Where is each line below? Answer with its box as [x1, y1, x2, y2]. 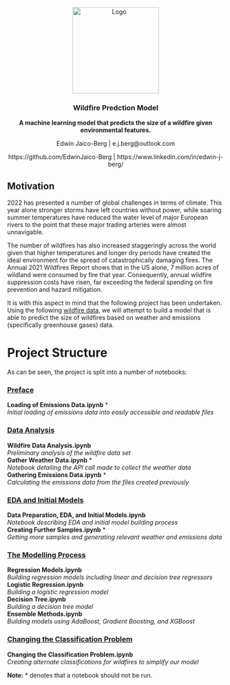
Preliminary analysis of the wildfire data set [7, 449, 131, 457]
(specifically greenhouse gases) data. [7, 321, 114, 329]
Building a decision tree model [7, 603, 94, 611]
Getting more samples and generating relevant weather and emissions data [7, 532, 222, 541]
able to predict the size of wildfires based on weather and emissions [7, 314, 201, 322]
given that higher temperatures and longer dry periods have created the [7, 249, 211, 257]
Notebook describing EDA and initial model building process [7, 518, 178, 526]
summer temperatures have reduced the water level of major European [7, 214, 209, 222]
